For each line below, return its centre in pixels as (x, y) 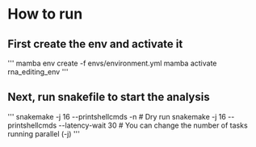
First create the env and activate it (95, 44)
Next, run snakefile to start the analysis (109, 97)
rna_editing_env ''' (38, 72)
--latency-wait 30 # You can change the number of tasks (153, 125)
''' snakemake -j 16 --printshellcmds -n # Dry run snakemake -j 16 (117, 116)
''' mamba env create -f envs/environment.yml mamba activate (112, 63)
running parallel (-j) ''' (44, 133)
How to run (45, 14)
